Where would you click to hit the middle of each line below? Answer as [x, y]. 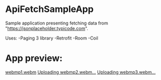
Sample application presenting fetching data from [57, 23]
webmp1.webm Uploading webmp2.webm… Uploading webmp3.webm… [80, 72]
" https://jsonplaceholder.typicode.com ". [47, 28]
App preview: [34, 58]
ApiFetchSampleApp [49, 9]
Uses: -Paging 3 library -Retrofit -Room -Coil [52, 38]
